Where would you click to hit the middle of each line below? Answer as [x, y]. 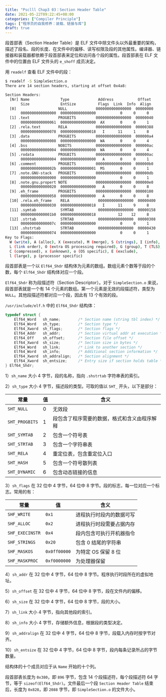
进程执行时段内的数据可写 [105, 514]
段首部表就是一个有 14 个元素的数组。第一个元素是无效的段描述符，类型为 [80, 289]
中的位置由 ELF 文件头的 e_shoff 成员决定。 [54, 61]
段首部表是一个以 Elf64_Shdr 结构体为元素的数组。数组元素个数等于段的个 [80, 266]
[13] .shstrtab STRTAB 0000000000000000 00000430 [83, 228]
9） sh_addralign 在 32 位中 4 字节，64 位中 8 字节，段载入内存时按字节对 [80, 633]
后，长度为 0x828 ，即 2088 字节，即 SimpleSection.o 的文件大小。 [72, 689]
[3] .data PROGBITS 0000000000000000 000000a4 [82, 136]
